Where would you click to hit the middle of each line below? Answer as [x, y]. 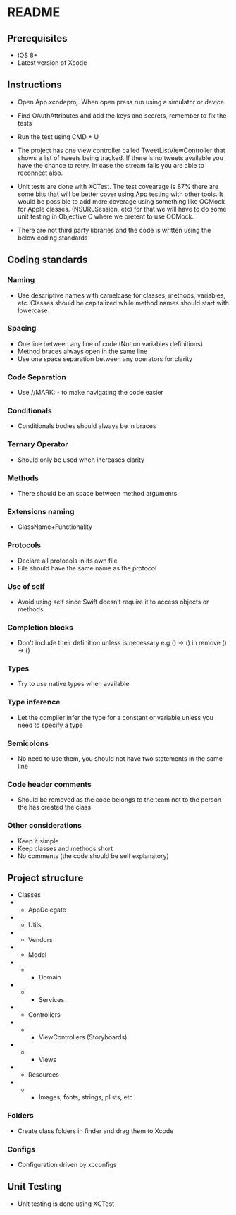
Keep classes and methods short [65, 848]
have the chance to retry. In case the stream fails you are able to [111, 165]
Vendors [40, 940]
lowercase [32, 310]
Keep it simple [38, 841]
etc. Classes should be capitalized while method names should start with [123, 303]
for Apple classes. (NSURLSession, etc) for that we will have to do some [122, 209]
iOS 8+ [27, 55]
